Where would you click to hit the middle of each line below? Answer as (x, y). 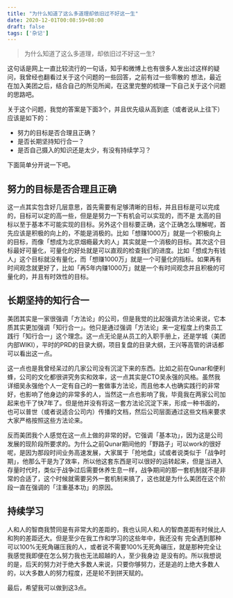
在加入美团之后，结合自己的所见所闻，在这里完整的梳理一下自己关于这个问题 (116, 86)
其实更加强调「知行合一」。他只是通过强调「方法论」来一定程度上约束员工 (118, 327)
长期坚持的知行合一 (48, 301)
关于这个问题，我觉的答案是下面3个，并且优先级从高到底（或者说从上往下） (115, 109)
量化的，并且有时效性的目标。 (50, 277)
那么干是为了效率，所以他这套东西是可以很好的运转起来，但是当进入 (126, 461)
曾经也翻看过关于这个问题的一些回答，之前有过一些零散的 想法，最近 (123, 77)
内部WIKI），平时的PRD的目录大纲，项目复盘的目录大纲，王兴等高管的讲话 (113, 344)
